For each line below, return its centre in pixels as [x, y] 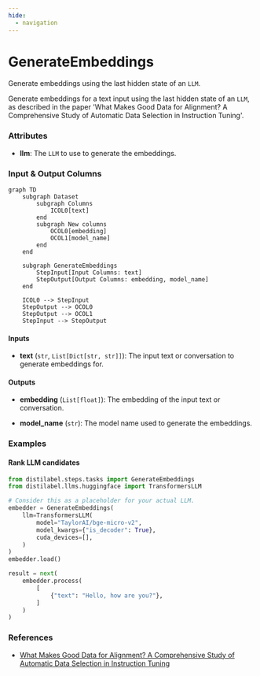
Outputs [22, 382]
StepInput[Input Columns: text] [90, 273]
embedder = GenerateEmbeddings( [61, 508]
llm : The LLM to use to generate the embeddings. [98, 153]
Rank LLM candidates [44, 462]
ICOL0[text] [70, 211]
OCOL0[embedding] [79, 232]
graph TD [22, 190]
